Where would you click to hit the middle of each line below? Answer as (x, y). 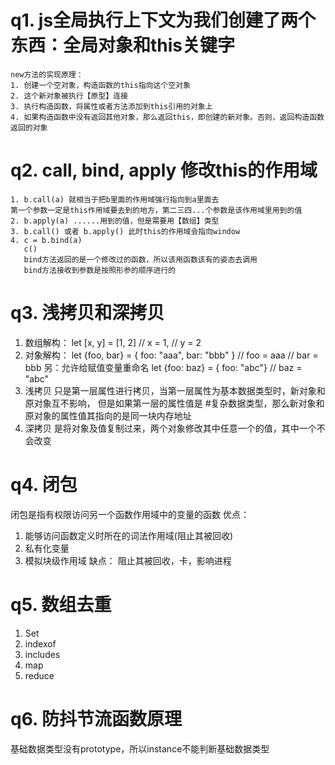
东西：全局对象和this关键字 (123, 45)
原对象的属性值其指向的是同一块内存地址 (108, 415)
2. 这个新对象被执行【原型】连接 (69, 96)
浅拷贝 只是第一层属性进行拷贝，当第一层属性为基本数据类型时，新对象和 (175, 390)
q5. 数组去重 (61, 604)
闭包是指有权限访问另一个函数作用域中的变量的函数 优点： (130, 514)
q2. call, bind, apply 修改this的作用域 (164, 170)
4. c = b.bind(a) (46, 240)
